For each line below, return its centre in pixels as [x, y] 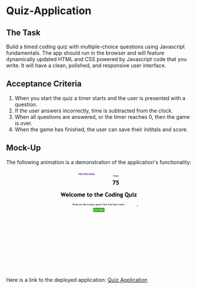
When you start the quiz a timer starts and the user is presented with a [100, 98]
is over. [23, 123]
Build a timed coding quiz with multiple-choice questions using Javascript [96, 46]
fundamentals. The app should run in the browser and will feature [85, 53]
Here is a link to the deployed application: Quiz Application [77, 280]
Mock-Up [24, 148]
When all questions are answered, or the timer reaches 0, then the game [102, 117]
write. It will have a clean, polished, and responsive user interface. [86, 65]
